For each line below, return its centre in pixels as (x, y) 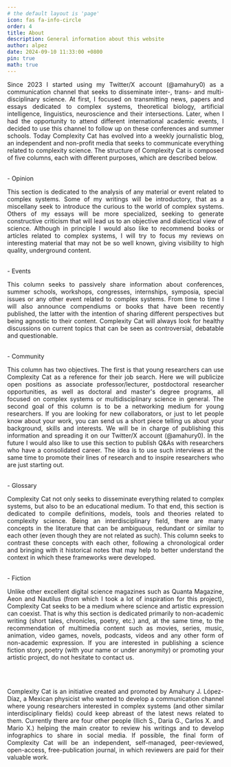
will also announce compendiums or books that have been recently (115, 306)
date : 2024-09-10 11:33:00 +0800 (55, 52)
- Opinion (21, 178)
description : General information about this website (86, 39)
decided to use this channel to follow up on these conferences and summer (115, 128)
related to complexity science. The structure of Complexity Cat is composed (115, 150)
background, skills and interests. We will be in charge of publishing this (115, 428)
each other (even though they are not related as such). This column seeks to (115, 535)
